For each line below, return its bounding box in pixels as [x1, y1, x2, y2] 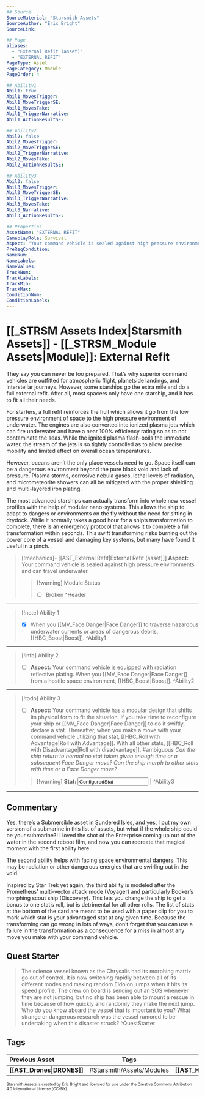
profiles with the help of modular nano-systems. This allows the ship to [6, 503, 185, 511]
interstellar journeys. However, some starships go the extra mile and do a [6, 383, 190, 391]
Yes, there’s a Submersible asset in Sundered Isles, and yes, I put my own [6, 818, 191, 826]
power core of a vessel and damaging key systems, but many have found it [6, 536, 195, 543]
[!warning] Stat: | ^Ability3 [36, 778, 175, 785]
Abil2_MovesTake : [6, 156, 51, 162]
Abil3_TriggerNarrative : [6, 195, 70, 202]
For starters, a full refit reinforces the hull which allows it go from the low [6, 408, 189, 415]
